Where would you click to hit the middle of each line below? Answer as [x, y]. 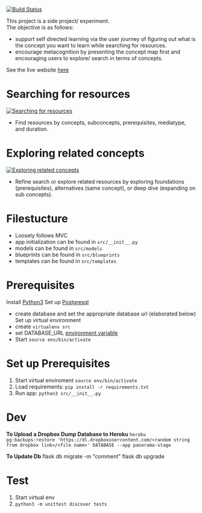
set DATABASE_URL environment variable [66, 333]
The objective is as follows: [40, 27]
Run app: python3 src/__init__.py [58, 393]
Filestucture [37, 219]
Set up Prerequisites [58, 363]
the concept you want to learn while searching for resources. [91, 45]
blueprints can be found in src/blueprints [67, 254]
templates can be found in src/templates [66, 261]
